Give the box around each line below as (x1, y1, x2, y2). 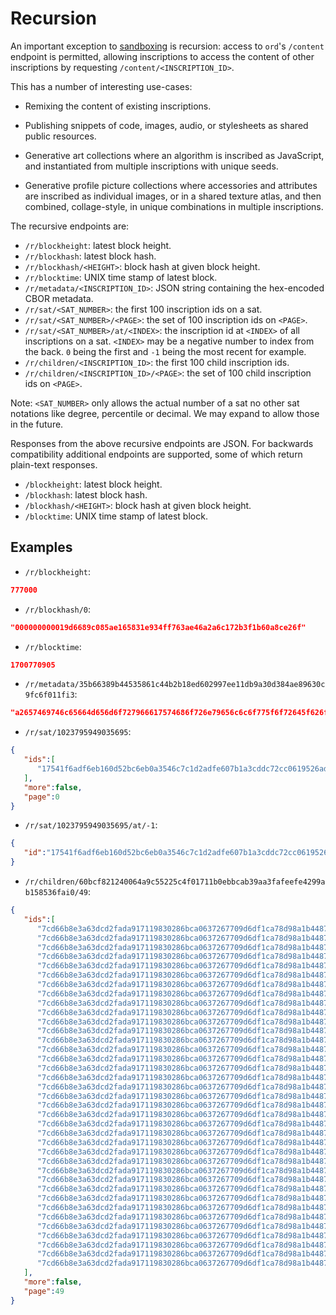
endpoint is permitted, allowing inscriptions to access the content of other (10, 50, 315, 62)
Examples (10, 539, 73, 556)
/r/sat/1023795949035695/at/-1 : (24, 819, 158, 831)
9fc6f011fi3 (24, 690, 75, 701)
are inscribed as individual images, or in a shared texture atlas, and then (24, 190, 322, 202)
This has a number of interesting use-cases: (10, 80, 193, 92)
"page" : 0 (23, 792, 60, 802)
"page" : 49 (23, 1286, 65, 1296)
